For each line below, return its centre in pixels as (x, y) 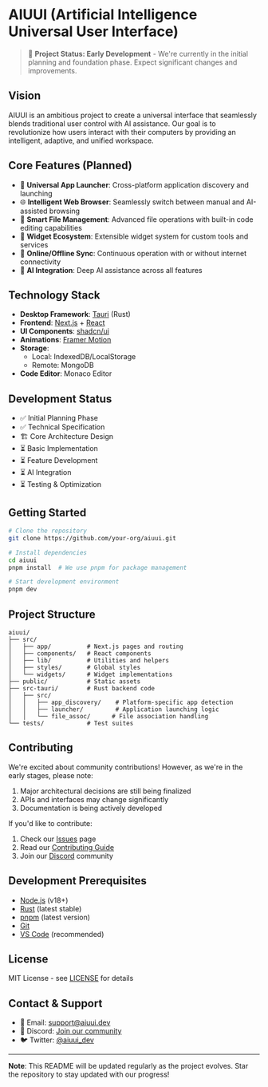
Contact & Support (55, 1003)
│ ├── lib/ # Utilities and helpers (89, 660)
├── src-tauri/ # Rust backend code (82, 688)
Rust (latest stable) (51, 908)
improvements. (52, 70)
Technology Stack (54, 295)
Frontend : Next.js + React (62, 323)
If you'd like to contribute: (51, 823)
